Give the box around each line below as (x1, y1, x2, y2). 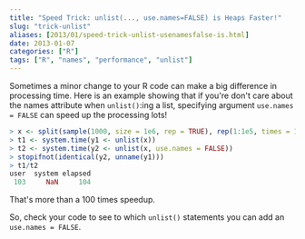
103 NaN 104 (13, 178, 92, 187)
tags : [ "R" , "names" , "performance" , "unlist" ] (9, 55, 193, 65)
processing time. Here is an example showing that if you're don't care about (9, 90, 293, 101)
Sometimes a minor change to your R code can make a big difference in (9, 81, 278, 91)
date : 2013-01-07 (9, 38, 75, 48)
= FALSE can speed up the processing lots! (9, 110, 168, 120)
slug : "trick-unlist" (9, 22, 92, 31)
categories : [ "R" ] (9, 47, 79, 56)
